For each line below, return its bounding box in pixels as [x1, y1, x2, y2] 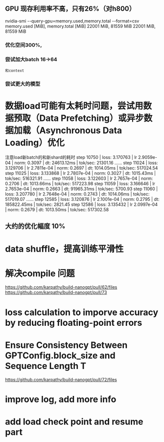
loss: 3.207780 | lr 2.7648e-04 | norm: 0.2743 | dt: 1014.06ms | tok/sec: [5, 191, 150, 197]
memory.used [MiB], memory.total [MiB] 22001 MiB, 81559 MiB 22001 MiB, [5, 23, 156, 29]
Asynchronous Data [39, 125, 122, 136]
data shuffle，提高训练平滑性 [5, 244, 124, 255]
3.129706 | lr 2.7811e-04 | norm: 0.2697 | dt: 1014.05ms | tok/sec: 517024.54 [5, 165, 158, 171]
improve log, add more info [5, 393, 117, 405]
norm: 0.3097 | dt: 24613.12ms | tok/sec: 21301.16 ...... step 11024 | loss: [14, 160, 158, 166]
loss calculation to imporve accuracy [5, 307, 159, 318]
